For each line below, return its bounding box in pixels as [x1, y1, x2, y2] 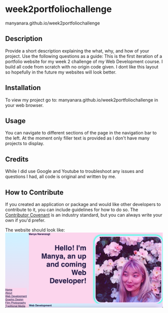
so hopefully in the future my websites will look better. [5, 69, 116, 75]
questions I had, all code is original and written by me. [5, 173, 116, 179]
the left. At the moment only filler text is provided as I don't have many [5, 135, 150, 141]
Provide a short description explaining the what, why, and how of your [5, 47, 149, 53]
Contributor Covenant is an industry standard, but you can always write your [5, 212, 162, 218]
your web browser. [5, 102, 44, 108]
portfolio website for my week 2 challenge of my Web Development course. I [5, 58, 163, 64]
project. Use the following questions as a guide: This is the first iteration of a [5, 53, 162, 59]
